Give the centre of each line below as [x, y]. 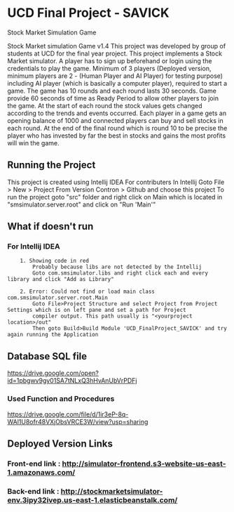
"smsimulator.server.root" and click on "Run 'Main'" [82, 204]
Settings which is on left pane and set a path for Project [97, 310]
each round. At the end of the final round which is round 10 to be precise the [117, 128]
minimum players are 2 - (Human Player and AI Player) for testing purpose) [115, 76]
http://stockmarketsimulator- [112, 491]
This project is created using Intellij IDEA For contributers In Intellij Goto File [116, 182]
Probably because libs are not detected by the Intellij [117, 267]
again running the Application [53, 335]
